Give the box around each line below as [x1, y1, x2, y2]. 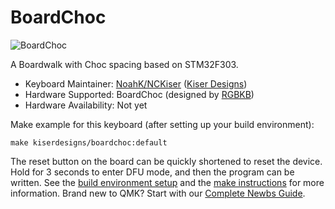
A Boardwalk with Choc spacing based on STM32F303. [10, 58, 239, 70]
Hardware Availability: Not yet [24, 99, 148, 111]
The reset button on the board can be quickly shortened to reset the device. [10, 155, 323, 167]
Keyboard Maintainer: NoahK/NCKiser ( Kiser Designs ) [24, 77, 248, 90]
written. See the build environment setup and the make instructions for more [10, 176, 325, 188]
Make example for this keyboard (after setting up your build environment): [10, 118, 315, 130]
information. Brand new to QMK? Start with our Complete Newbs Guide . [10, 187, 306, 199]
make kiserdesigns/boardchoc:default [10, 137, 168, 148]
